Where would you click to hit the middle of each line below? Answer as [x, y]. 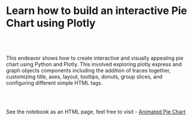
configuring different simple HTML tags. [54, 82]
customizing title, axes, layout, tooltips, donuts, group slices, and [84, 77]
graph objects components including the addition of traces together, [89, 70]
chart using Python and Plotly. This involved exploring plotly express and [94, 64]
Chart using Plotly [51, 23]
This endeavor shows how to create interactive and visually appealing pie [95, 58]
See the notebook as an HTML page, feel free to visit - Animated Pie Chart [96, 112]
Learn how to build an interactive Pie [97, 11]
